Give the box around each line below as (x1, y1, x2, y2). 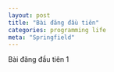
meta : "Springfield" (8, 33, 76, 41)
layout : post (8, 11, 51, 20)
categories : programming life (8, 26, 107, 34)
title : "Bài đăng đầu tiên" (8, 19, 100, 27)
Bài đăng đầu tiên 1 (8, 55, 69, 64)
